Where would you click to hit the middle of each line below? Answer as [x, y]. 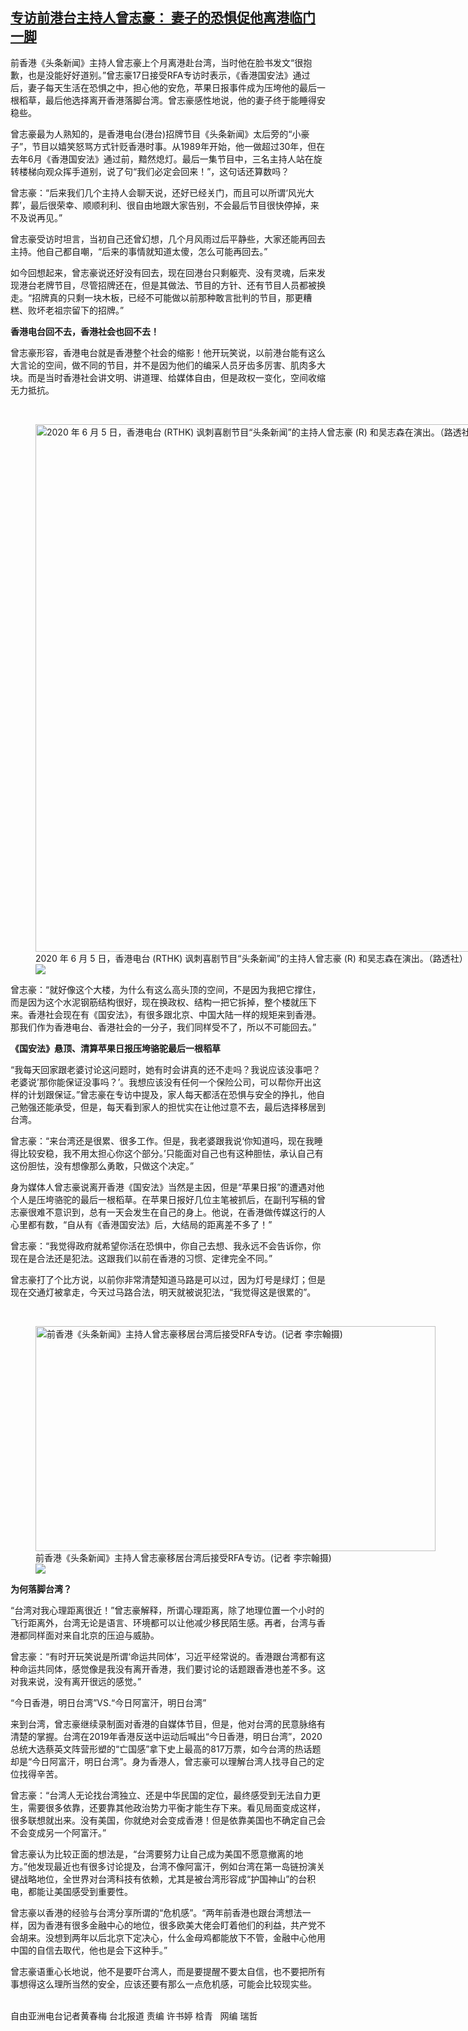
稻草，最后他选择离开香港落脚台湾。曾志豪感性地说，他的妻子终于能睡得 [167, 100]
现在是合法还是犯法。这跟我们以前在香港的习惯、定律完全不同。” [141, 1258]
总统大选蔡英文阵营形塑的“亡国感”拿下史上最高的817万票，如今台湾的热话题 [166, 1749]
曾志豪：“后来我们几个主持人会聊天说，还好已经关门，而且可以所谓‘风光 [158, 192]
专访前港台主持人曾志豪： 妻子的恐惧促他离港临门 [163, 18]
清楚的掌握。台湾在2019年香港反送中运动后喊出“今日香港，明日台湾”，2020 [166, 1736]
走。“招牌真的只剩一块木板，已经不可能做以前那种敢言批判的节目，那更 [157, 297]
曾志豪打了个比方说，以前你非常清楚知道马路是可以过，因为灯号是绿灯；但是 [168, 1279]
